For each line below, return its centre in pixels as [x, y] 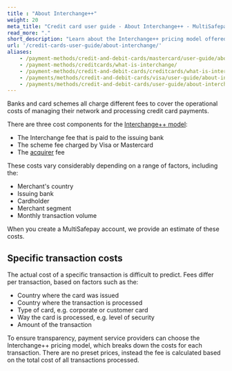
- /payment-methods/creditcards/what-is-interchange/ [98, 65]
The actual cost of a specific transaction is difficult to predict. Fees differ [110, 275]
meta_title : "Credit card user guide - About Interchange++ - [98, 26]
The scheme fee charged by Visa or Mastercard [85, 145]
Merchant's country [45, 186]
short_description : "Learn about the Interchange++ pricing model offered [117, 39]
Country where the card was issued [68, 295]
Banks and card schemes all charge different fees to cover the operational [113, 103]
